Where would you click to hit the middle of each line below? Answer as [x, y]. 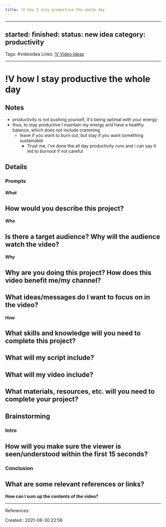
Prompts [16, 181]
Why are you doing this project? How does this [78, 273]
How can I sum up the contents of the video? [52, 496]
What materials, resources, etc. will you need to [80, 392]
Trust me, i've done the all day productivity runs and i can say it [92, 146]
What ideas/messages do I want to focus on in [78, 297]
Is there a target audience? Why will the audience [83, 236]
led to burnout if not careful [55, 151]
